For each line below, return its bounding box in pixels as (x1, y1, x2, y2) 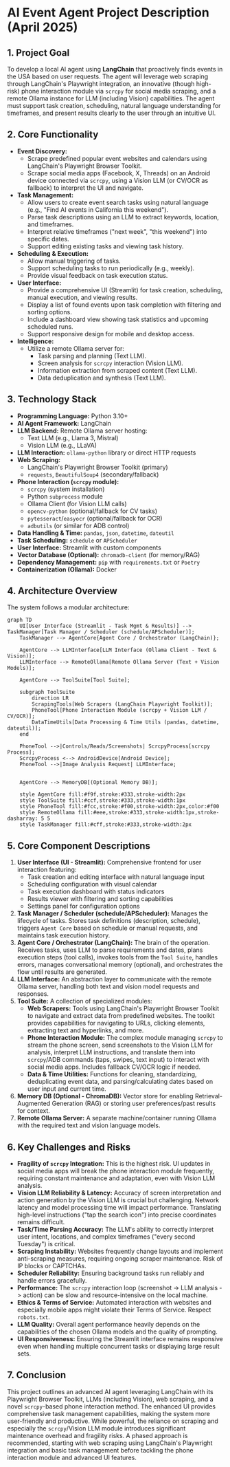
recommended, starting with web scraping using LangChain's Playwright (7, 1439, 213, 1447)
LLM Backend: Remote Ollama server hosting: (16, 426, 148, 435)
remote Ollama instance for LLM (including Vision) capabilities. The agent (7, 94, 215, 102)
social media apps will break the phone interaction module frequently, (16, 1167, 215, 1175)
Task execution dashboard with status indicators (27, 887, 165, 895)
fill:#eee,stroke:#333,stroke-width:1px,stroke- (78, 809, 220, 816)
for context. (16, 1107, 50, 1115)
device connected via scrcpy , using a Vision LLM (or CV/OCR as (27, 176, 209, 184)
